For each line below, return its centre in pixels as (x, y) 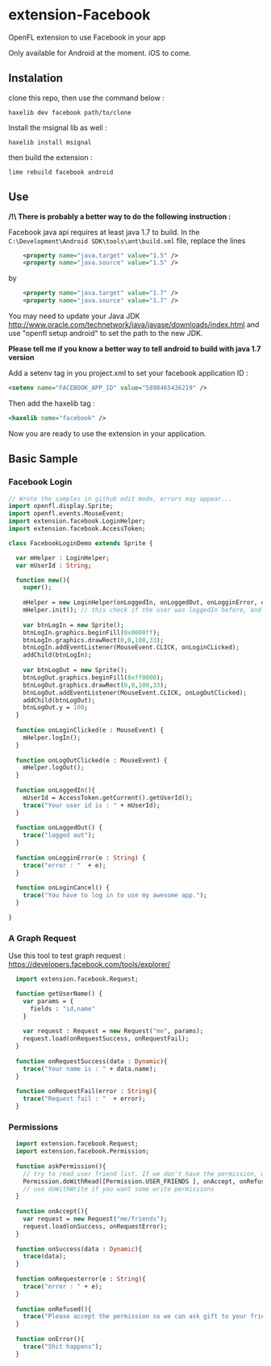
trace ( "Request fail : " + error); (85, 1099)
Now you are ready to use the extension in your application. (107, 433)
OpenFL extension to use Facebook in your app (87, 37)
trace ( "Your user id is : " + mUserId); (92, 805)
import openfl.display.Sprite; (61, 506)
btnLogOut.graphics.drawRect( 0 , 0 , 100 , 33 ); (95, 685)
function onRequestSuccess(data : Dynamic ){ (92, 1061)
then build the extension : (50, 157)
